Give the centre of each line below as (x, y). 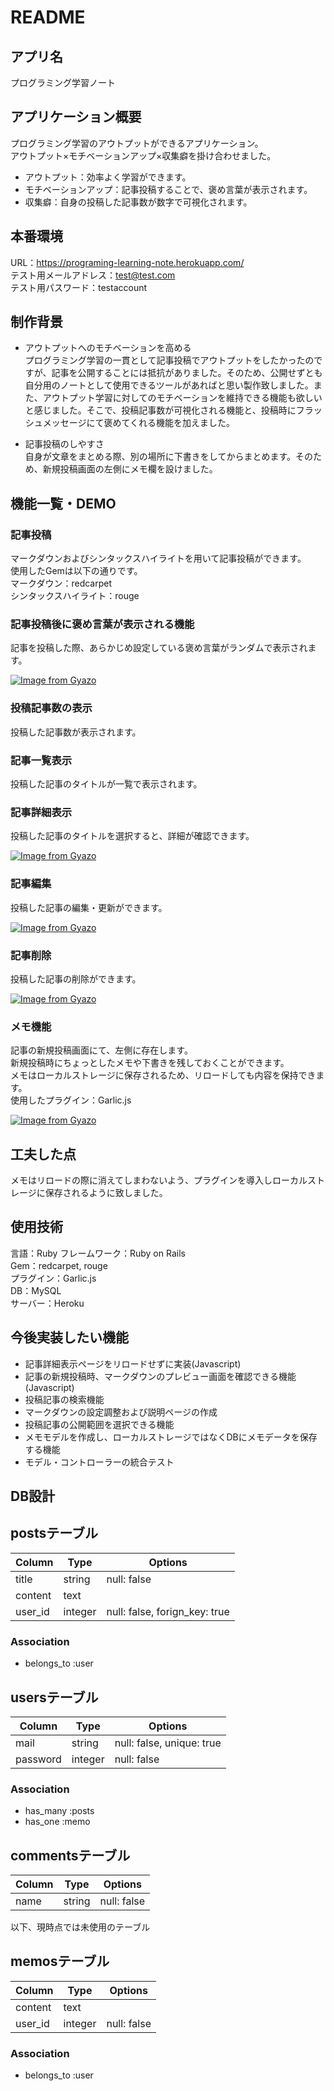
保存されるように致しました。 (106, 1193)
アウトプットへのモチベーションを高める (108, 348)
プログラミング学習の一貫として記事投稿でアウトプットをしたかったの (169, 360)
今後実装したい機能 (69, 1337)
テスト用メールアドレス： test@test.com (93, 275)
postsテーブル (54, 1533)
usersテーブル (54, 1697)
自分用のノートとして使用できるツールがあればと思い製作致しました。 (169, 385)
